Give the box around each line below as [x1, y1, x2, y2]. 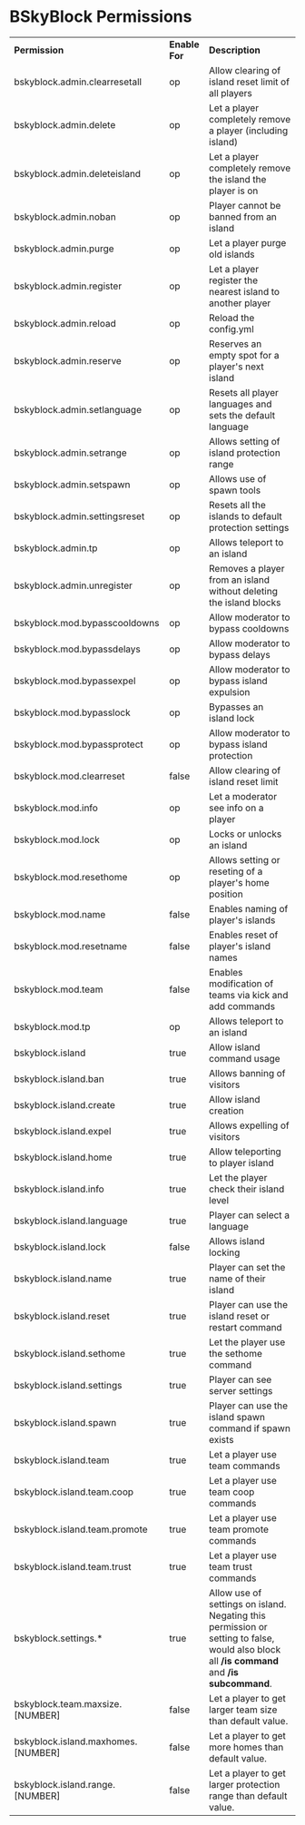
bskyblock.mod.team [14, 983, 103, 996]
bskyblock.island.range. [14, 1778, 116, 1791]
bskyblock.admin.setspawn [14, 478, 131, 491]
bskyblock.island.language [14, 1214, 129, 1227]
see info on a [208, 801, 264, 814]
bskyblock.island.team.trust [14, 1560, 132, 1573]
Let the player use [208, 1336, 286, 1349]
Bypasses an [208, 701, 264, 713]
